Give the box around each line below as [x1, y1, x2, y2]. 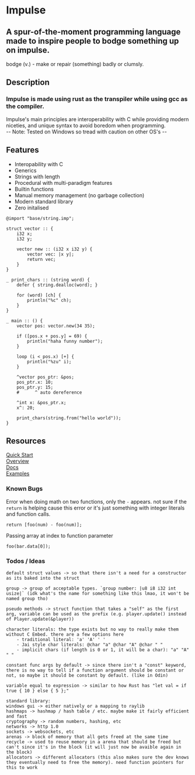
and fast [6, 713, 27, 719]
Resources [6, 436, 46, 446]
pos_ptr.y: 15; [16, 384, 54, 390]
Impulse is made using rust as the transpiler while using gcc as [6, 95, 188, 103]
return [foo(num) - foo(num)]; [6, 522, 82, 528]
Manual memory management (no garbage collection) [14, 191, 145, 199]
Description [6, 77, 50, 88]
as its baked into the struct [6, 575, 80, 581]
